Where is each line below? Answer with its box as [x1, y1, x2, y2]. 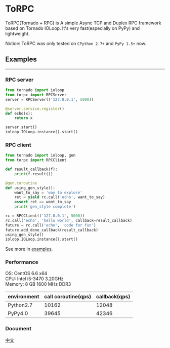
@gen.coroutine [5, 180, 37, 185]
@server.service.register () [5, 106, 65, 111]
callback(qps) [96, 293, 131, 300]
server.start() [5, 125, 37, 130]
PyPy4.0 [8, 310, 28, 317]
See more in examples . [5, 246, 53, 252]
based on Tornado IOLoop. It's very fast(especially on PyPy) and [5, 25, 140, 31]
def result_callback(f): [5, 167, 58, 172]
